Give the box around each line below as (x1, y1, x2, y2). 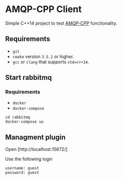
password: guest (5, 170, 39, 175)
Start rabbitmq (5, 73, 52, 82)
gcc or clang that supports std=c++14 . (12, 59, 89, 65)
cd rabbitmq (5, 115, 30, 120)
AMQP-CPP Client (5, 4, 82, 15)
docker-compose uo (5, 119, 44, 124)
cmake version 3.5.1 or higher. (12, 53, 74, 59)
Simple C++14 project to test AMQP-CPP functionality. (5, 20, 117, 26)
